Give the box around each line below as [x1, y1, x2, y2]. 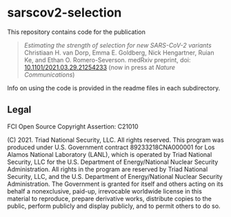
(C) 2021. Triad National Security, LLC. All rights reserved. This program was [7, 135, 224, 144]
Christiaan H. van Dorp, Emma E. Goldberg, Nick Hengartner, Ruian [23, 48, 214, 57]
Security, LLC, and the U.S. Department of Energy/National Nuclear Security [7, 172, 223, 180]
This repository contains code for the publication [7, 28, 146, 36]
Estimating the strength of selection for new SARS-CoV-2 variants [23, 41, 212, 49]
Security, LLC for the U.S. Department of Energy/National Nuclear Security [7, 158, 219, 166]
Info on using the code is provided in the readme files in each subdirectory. [7, 84, 221, 92]
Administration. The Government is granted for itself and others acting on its [7, 180, 224, 188]
